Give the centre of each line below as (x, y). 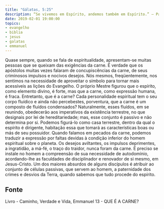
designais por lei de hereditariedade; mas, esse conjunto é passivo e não (79, 117)
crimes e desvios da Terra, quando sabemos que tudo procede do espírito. (80, 174)
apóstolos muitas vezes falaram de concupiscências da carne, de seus (76, 70)
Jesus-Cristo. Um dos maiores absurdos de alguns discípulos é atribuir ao (80, 164)
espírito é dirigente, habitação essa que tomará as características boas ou (80, 127)
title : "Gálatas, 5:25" (29, 10)
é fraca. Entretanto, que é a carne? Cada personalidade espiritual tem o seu (81, 96)
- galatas (15, 42)
